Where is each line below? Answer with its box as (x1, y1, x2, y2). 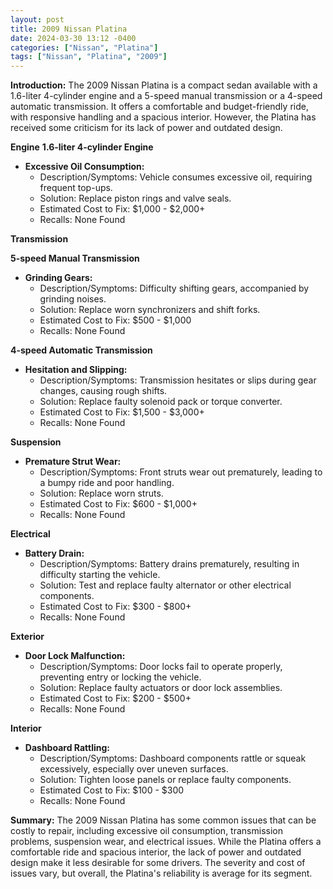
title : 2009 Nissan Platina (10, 24, 128, 34)
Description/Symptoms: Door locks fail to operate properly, (39, 661, 283, 673)
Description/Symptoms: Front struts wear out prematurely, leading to (39, 466, 323, 478)
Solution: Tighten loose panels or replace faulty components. (39, 774, 292, 786)
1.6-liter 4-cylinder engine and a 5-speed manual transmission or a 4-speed (10, 90, 323, 102)
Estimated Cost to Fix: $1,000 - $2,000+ (39, 203, 206, 215)
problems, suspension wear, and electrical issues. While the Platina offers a (10, 836, 322, 848)
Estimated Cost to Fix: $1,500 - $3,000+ (39, 406, 205, 418)
